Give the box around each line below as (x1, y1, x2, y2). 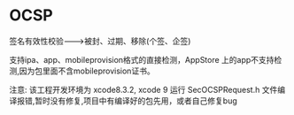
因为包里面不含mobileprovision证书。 (19, 65, 155, 76)
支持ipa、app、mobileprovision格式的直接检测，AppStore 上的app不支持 (9, 54, 275, 65)
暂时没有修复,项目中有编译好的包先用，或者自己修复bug (35, 95, 237, 106)
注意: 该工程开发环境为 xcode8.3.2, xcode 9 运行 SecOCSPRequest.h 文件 (9, 84, 278, 95)
